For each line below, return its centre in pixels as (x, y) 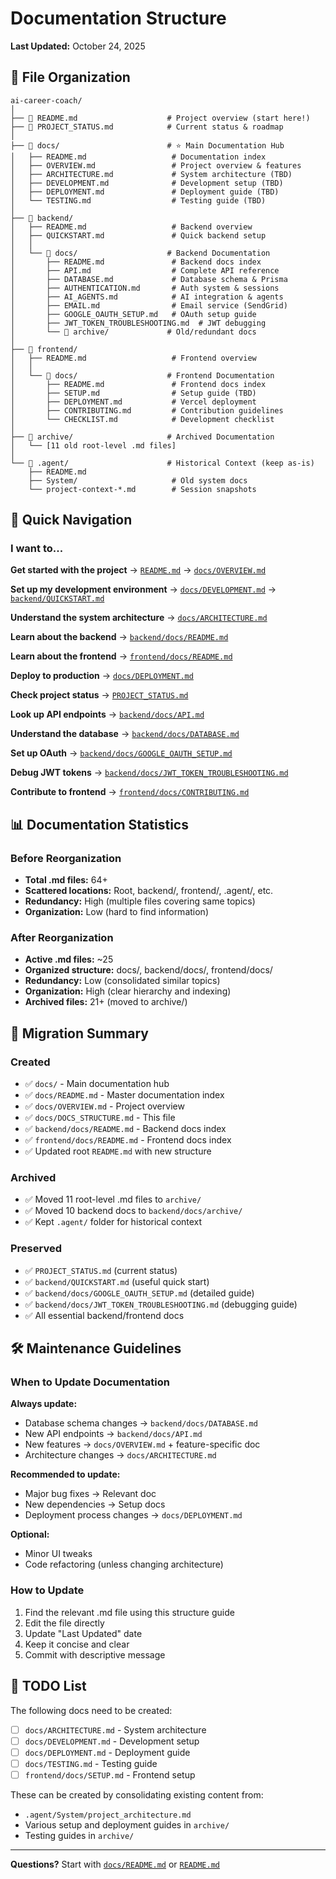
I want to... (37, 549)
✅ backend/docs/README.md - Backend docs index (125, 1129)
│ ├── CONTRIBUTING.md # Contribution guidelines (147, 410)
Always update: (44, 1404)
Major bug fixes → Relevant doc (90, 1494)
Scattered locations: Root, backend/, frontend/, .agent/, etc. (149, 891)
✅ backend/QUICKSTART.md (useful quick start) (117, 1281)
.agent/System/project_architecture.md (108, 1815)
